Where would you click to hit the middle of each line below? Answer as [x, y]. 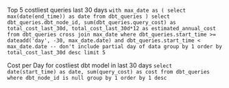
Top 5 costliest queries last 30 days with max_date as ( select [97, 10]
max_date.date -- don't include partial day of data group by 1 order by [115, 47]
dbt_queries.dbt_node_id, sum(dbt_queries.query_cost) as [92, 23]
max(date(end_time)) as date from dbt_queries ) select [88, 16]
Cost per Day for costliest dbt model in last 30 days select [90, 65]
